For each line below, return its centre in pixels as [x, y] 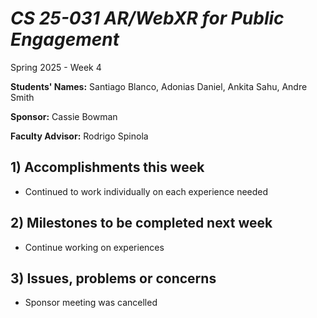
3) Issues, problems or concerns [113, 278]
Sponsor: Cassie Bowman [64, 116]
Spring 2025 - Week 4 [56, 67]
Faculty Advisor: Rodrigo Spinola [79, 136]
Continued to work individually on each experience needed [146, 191]
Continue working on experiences [94, 247]
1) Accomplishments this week [107, 167]
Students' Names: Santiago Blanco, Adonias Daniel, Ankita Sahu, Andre [159, 86]
